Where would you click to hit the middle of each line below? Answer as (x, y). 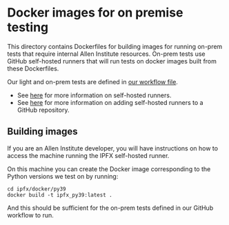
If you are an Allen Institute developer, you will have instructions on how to (113, 148)
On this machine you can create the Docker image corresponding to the (109, 169)
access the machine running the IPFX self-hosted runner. (88, 155)
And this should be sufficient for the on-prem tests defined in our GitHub (110, 208)
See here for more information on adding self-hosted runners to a (110, 102)
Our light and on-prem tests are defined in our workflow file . (92, 81)
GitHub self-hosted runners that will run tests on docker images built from (112, 61)
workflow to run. (30, 215)
